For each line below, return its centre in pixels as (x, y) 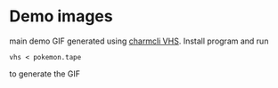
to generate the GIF (45, 74)
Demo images (61, 16)
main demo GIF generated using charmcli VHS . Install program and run (139, 41)
